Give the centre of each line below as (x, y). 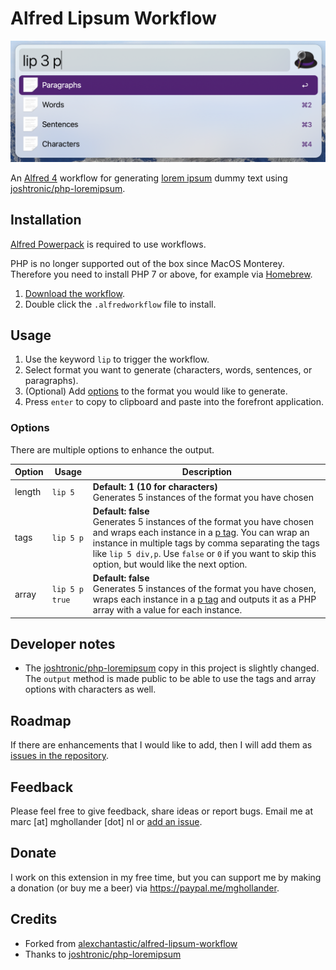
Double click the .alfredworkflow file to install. (120, 304)
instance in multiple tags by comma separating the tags (206, 543)
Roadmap (41, 720)
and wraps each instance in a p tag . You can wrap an (201, 532)
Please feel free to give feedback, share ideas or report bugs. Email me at (161, 811)
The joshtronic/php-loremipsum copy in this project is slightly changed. (172, 668)
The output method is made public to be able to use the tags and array (170, 679)
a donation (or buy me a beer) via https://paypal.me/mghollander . (145, 888)
